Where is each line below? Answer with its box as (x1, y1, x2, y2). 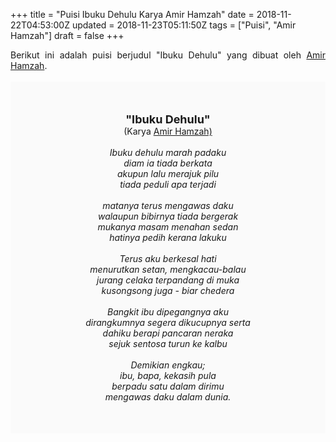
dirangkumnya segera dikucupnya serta (85, 317, 251, 328)
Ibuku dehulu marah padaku (109, 147, 227, 158)
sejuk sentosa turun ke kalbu (108, 338, 228, 349)
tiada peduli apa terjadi (119, 179, 217, 190)
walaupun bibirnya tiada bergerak (97, 210, 239, 222)
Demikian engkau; (130, 359, 206, 371)
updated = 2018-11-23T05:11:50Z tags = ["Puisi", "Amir (71, 19, 297, 31)
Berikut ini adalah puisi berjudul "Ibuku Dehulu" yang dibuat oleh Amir (10, 49, 326, 61)
